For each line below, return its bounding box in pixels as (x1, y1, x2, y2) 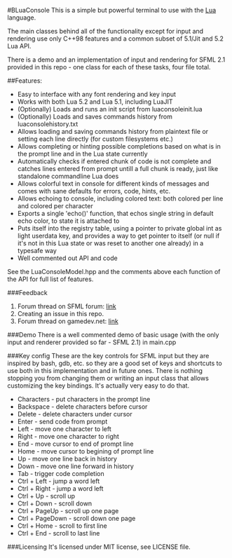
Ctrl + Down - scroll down (17, 499, 93, 508)
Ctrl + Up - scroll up (17, 492, 76, 500)
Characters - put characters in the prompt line (17, 395, 151, 403)
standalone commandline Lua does (17, 172, 119, 180)
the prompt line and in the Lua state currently (17, 150, 149, 158)
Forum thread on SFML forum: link (17, 302, 117, 311)
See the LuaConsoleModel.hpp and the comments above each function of (7, 268, 221, 275)
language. (7, 13, 36, 22)
